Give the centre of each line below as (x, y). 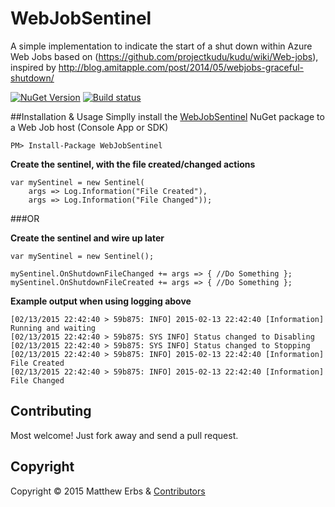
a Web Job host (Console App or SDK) (89, 127)
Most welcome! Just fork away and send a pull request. (124, 435)
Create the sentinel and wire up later (87, 238)
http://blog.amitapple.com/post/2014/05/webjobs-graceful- (181, 67)
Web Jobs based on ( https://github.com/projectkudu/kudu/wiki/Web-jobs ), (164, 56)
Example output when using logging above (101, 301)
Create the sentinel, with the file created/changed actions (133, 164)
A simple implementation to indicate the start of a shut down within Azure (161, 46)
